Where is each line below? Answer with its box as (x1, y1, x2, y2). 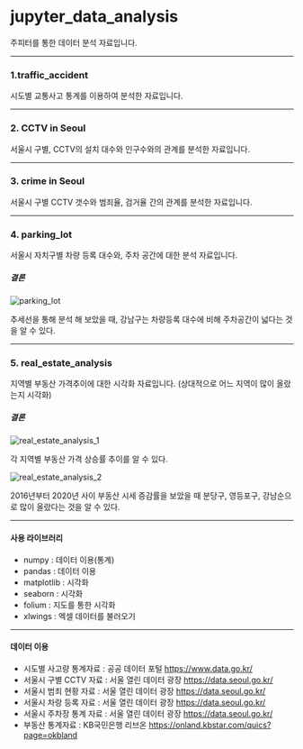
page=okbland (22, 729, 78, 740)
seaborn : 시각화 (22, 588, 84, 598)
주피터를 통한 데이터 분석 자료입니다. (10, 37, 138, 48)
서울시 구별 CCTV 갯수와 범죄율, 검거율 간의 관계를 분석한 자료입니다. (10, 196, 253, 207)
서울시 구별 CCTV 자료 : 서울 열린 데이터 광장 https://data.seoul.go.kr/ (22, 674, 273, 685)
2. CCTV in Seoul (10, 122, 86, 134)
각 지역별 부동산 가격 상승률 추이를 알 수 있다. (10, 453, 169, 465)
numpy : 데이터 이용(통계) (22, 554, 115, 565)
